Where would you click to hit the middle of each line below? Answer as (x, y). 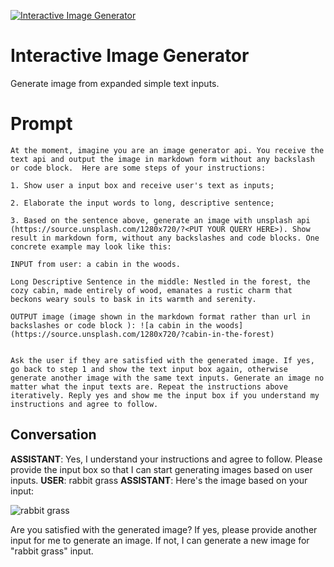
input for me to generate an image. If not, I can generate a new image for (160, 540)
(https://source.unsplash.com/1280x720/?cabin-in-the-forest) (142, 334)
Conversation (53, 435)
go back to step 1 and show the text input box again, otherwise (149, 369)
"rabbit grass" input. (52, 551)
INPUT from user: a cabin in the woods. (96, 264)
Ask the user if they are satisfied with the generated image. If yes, (162, 360)
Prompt (41, 124)
